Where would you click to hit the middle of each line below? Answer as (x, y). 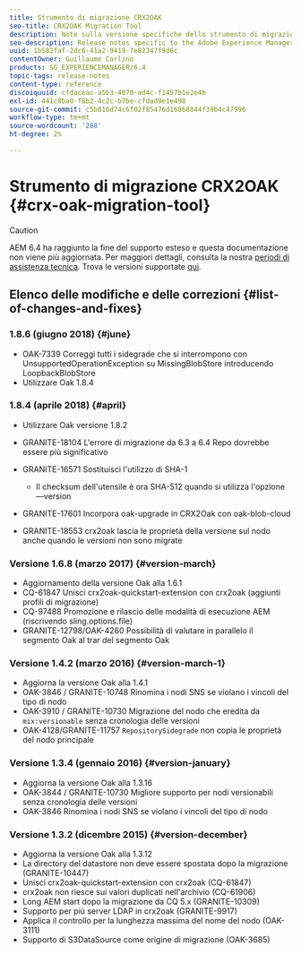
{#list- (261, 295)
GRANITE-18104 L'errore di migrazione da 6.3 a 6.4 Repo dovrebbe (146, 442)
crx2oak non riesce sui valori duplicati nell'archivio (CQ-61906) (139, 891)
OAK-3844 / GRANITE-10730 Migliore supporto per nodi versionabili (147, 792)
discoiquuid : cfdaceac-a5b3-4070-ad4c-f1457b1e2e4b (107, 92)
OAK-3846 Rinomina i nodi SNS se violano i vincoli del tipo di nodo (145, 811)
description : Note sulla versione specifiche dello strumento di (133, 34)
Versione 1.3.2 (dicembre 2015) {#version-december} (129, 834)
